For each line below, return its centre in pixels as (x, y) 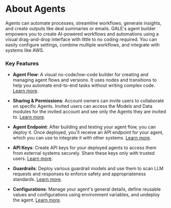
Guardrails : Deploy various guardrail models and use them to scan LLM (88, 169)
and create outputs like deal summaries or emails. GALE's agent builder (81, 28)
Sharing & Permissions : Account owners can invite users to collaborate (88, 101)
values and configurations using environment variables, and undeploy (86, 195)
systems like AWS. (25, 50)
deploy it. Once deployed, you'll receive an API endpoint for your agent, (88, 132)
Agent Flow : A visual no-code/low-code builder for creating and (80, 75)
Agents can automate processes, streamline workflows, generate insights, (83, 23)
